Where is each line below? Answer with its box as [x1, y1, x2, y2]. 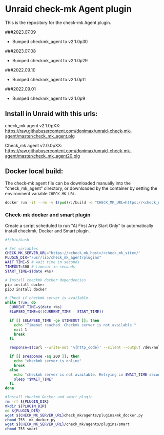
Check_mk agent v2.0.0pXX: [5, 142, 62, 148]
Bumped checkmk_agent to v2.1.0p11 [12, 76, 86, 82]
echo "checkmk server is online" [14, 359, 82, 364]
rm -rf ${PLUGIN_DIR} [5, 399, 49, 404]
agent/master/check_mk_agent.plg [5, 133, 75, 139]
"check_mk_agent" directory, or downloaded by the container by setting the [5, 185, 158, 191]
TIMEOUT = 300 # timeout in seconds [5, 264, 76, 270]
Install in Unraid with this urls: [5, 110, 98, 118]
